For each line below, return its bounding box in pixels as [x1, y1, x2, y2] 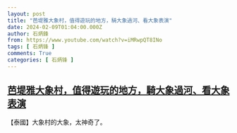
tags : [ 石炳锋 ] [7, 43, 55, 50]
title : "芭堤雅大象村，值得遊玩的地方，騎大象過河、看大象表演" [7, 17, 173, 24]
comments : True [7, 50, 52, 57]
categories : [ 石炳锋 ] [7, 57, 74, 64]
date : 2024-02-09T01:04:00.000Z [7, 23, 102, 30]
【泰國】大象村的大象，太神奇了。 [7, 117, 107, 126]
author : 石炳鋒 [7, 30, 49, 37]
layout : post [7, 10, 46, 18]
